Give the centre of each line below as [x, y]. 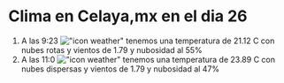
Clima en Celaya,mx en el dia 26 [128, 16]
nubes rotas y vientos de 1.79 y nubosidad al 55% [111, 49]
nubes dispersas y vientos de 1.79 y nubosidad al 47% [120, 69]
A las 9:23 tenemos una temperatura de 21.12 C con [148, 41]
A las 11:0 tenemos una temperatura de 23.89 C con [148, 59]
